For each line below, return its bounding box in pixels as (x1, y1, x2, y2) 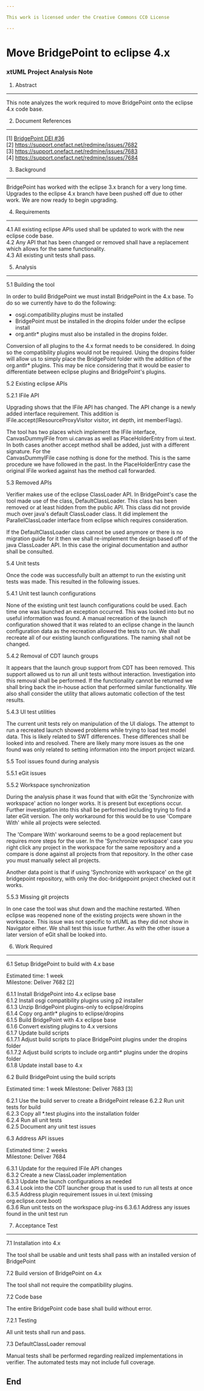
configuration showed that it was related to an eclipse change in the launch (6, 621, 194, 628)
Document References (15, 117, 72, 125)
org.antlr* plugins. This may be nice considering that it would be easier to (6, 362, 190, 369)
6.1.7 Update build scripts (6, 1029, 70, 1036)
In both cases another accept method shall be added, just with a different (6, 441, 189, 448)
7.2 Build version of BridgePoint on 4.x (6, 1270, 102, 1277)
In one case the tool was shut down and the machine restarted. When (6, 905, 180, 913)
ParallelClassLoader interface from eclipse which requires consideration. (6, 517, 188, 524)
